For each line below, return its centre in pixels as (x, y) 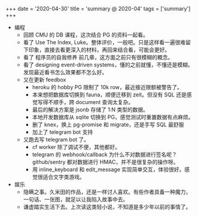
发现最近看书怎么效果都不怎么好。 (65, 72)
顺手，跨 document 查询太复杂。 (93, 102)
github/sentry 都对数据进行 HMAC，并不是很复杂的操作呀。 (105, 162)
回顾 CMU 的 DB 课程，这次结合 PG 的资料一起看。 (86, 35)
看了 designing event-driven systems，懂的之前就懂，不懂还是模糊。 (108, 65)
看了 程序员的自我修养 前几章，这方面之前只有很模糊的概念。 (98, 57)
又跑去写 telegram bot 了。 (56, 139)
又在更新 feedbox (45, 80)
